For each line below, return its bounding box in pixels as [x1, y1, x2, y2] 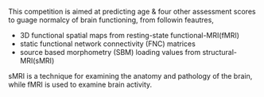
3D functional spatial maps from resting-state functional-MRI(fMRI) [19, 31, 240, 40]
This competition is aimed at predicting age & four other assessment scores [8, 7, 256, 16]
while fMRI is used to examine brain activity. [8, 80, 153, 89]
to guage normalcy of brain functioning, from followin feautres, [8, 15, 215, 25]
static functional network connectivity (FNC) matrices [19, 39, 196, 48]
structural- [202, 48, 237, 56]
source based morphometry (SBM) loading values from [19, 48, 201, 56]
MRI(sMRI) [19, 56, 55, 65]
